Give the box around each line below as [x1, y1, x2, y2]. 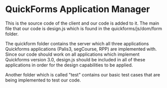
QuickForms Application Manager [5, 4, 150, 15]
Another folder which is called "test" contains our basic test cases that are [5, 71, 160, 77]
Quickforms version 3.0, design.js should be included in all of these [5, 56, 146, 62]
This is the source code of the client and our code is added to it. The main [5, 20, 159, 26]
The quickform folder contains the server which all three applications [5, 40, 149, 46]
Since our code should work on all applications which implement [5, 51, 140, 57]
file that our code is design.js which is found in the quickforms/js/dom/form [5, 25, 162, 31]
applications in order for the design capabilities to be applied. [5, 62, 133, 68]
